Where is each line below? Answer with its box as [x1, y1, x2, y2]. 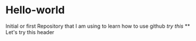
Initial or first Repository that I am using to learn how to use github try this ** [5, 23, 191, 29]
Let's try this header [5, 28, 55, 35]
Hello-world [5, 3, 65, 17]
